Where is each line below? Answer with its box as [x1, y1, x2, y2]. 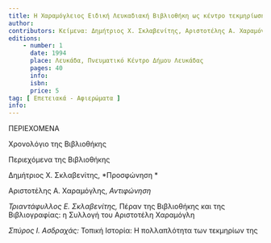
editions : [8, 34, 42, 43]
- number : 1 [23, 42, 63, 50]
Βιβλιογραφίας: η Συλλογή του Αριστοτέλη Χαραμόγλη [8, 210, 195, 220]
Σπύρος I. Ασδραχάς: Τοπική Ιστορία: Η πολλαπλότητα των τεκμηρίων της [8, 226, 258, 236]
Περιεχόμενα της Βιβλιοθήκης [8, 154, 110, 165]
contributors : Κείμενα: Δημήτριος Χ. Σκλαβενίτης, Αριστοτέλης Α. [8, 27, 236, 35]
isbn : [29, 79, 48, 87]
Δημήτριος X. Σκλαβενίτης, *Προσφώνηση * [8, 171, 159, 180]
